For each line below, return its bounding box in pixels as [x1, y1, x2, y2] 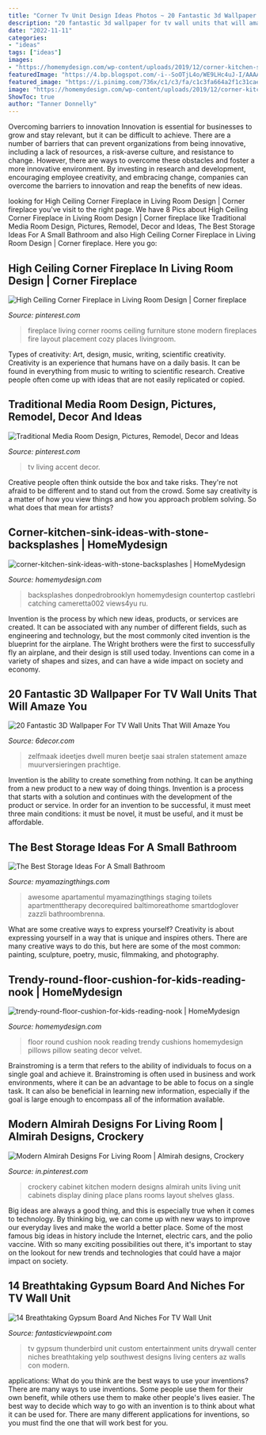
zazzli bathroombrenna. [27, 910, 105, 919]
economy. [8, 664, 41, 674]
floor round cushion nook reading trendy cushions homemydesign [27, 1037, 244, 1046]
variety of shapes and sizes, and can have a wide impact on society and [8, 656, 244, 665]
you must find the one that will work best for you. [8, 1418, 169, 1427]
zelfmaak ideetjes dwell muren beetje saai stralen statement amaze [27, 752, 247, 761]
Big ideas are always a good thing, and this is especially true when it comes [8, 1206, 255, 1215]
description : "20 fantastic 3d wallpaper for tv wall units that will [8, 19, 246, 27]
